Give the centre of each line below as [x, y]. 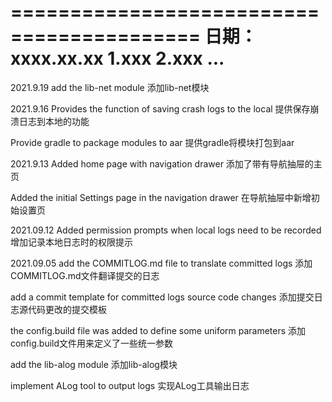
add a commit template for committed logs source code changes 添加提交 [162, 297]
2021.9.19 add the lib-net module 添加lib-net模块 [110, 87]
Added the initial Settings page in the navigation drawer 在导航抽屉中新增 [161, 197]
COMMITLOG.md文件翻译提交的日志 [85, 275]
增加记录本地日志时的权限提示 [71, 242]
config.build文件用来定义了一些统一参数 [92, 343]
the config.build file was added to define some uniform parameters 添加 [158, 330]
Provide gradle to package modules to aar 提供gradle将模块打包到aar [152, 142]
